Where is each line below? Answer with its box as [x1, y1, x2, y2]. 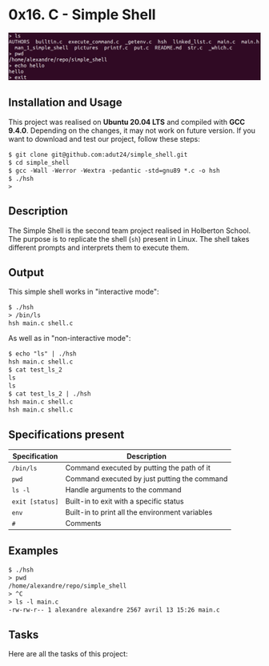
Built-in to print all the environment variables [65, 507, 213, 517]
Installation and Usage [8, 96, 122, 110]
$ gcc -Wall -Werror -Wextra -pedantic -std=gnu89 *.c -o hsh [8, 166, 220, 175]
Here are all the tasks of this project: [8, 649, 128, 659]
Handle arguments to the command [65, 485, 182, 495]
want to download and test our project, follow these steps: [8, 134, 200, 143]
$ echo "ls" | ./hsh [8, 350, 78, 358]
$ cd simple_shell [8, 158, 70, 166]
